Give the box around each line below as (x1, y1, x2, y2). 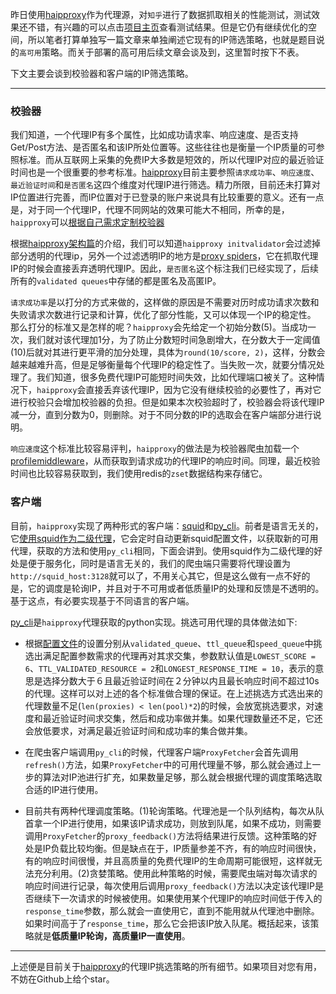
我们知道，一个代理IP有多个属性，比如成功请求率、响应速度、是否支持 (10, 129, 299, 141)
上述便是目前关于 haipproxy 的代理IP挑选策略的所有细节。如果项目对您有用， (10, 960, 323, 972)
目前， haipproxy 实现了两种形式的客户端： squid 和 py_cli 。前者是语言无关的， (10, 519, 324, 532)
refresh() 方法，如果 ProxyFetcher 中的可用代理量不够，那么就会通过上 (24, 758, 313, 770)
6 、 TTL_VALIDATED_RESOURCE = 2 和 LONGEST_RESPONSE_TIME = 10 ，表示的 (24, 662, 316, 674)
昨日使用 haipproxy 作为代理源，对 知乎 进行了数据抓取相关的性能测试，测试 (10, 9, 312, 20)
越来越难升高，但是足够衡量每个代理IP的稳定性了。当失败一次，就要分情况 (10, 359, 317, 371)
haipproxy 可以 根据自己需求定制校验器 (10, 216, 165, 228)
